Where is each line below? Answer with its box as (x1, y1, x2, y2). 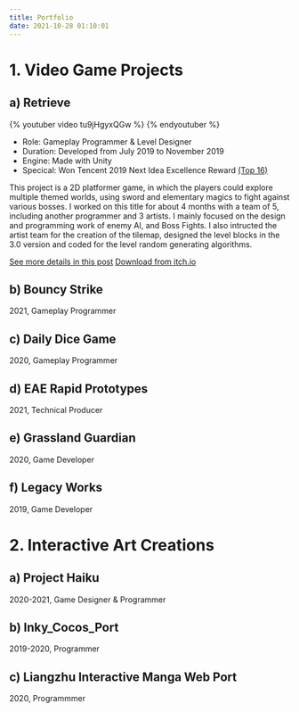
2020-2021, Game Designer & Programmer (9, 594, 166, 605)
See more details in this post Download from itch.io (9, 256, 197, 267)
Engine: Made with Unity (21, 155, 113, 166)
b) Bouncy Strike (9, 282, 104, 297)
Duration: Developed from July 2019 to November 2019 (21, 145, 224, 156)
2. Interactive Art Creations (9, 534, 215, 555)
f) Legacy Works (9, 480, 103, 495)
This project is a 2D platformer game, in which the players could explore (9, 182, 273, 193)
